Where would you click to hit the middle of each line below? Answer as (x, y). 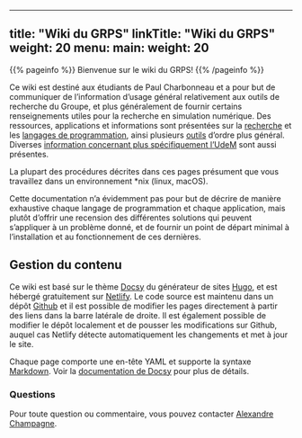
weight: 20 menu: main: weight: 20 (109, 48)
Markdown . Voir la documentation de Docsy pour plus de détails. (129, 371)
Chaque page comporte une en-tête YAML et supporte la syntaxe (130, 362)
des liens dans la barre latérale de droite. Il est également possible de (138, 315)
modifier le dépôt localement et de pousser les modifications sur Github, (143, 325)
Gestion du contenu (66, 265)
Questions (32, 394)
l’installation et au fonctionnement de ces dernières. (106, 237)
